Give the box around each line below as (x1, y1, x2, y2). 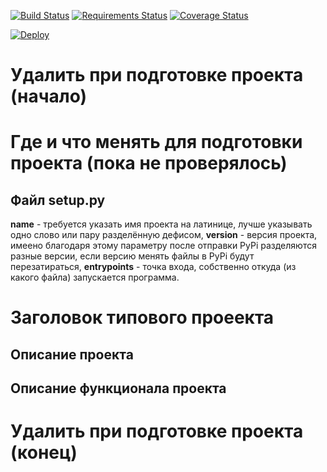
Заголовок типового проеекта (10, 306, 275, 329)
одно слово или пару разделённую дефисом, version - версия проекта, (10, 229, 318, 241)
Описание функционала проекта (10, 380, 227, 397)
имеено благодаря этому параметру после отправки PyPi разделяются (10, 240, 317, 252)
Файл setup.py (10, 191, 106, 209)
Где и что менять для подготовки (10, 131, 303, 154)
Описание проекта (10, 346, 134, 363)
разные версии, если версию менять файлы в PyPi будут (10, 250, 255, 262)
